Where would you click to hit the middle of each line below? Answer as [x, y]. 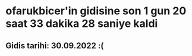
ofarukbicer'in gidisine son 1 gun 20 [96, 11]
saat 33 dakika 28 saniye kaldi [82, 24]
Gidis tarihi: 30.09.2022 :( [55, 46]
